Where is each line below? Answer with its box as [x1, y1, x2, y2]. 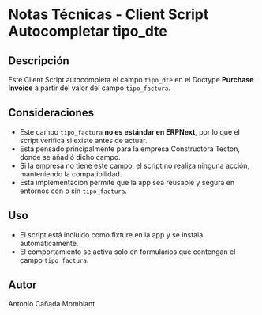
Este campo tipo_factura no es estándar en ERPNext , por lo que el [19, 127, 241, 136]
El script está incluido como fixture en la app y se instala [19, 230, 204, 239]
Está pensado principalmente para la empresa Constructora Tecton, [19, 144, 241, 154]
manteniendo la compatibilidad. [19, 169, 122, 179]
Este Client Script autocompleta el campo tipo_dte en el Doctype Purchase [8, 75, 254, 84]
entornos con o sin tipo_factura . [19, 186, 128, 195]
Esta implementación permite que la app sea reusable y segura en [19, 177, 235, 187]
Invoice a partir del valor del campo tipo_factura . [8, 83, 171, 93]
